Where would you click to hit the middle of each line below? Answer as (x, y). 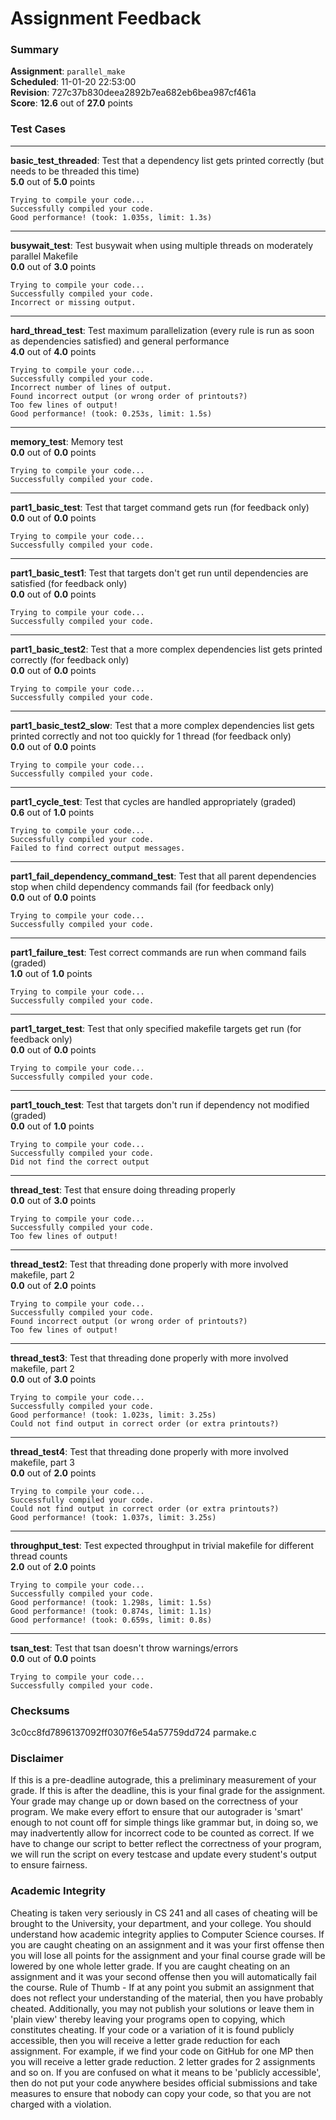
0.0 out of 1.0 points (52, 1126)
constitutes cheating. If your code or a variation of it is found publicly (152, 2029)
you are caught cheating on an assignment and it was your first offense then (167, 1944)
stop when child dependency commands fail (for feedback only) (142, 886)
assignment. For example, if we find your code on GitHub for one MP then (162, 2051)
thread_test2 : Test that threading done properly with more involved (149, 1264)
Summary (35, 50)
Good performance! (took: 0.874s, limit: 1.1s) (111, 1611)
